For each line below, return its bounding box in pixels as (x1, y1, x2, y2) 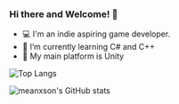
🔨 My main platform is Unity (21, 51, 125, 61)
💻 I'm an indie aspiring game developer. (21, 28, 171, 39)
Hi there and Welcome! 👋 (9, 8, 118, 20)
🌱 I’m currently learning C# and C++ (21, 42, 156, 52)
